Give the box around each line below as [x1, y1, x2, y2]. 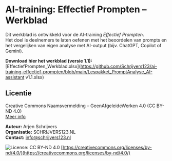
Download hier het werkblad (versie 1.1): [5, 57, 92, 64]
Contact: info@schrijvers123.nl [5, 134, 71, 140]
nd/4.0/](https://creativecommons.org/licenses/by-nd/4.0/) [5, 150, 131, 156]
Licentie [5, 89, 32, 98]
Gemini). [5, 48, 24, 54]
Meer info [5, 113, 26, 119]
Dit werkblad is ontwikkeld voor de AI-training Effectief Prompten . [5, 31, 144, 37]
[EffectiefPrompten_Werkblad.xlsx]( [5, 63, 81, 69]
